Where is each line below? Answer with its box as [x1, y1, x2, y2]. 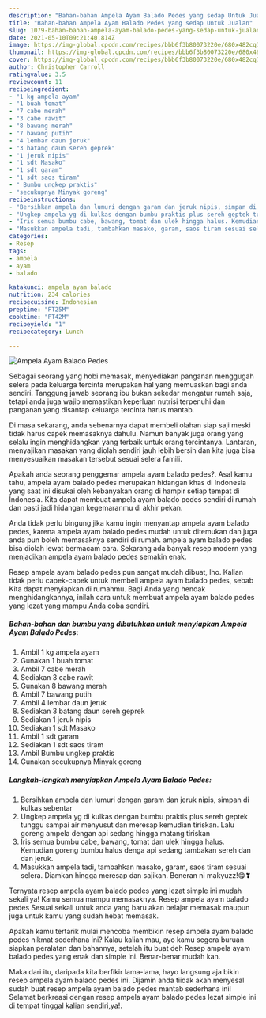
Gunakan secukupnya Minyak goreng [20, 757, 142, 766]
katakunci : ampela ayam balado [9, 283, 112, 291]
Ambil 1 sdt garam [20, 731, 80, 741]
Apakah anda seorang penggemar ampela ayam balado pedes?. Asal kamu [9, 469, 253, 479]
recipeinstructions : [9, 196, 77, 203]
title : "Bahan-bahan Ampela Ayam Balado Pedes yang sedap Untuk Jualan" [9, 19, 253, 27]
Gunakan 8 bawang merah [20, 682, 107, 691]
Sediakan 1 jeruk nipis [20, 715, 92, 724]
